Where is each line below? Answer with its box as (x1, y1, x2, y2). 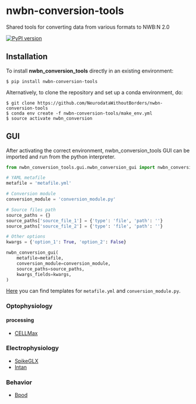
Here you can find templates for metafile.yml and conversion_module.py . (6, 288, 181, 295)
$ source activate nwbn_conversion (6, 115, 93, 121)
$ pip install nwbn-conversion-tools (6, 78, 98, 84)
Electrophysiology (6, 344, 60, 352)
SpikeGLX (14, 357, 39, 364)
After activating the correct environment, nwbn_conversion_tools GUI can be (6, 147, 190, 154)
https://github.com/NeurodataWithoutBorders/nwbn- (37, 100, 163, 106)
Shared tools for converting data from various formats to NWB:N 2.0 (6, 23, 170, 30)
